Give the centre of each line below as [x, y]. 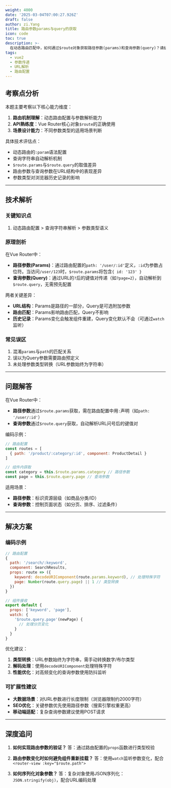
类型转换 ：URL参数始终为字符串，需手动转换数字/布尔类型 [74, 660]
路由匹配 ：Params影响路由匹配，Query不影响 [60, 312]
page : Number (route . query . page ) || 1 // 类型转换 [66, 582]
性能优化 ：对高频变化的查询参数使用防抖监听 [60, 672]
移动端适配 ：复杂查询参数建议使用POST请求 [59, 712]
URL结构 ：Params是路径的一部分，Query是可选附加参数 [72, 306]
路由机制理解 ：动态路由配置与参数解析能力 [57, 117]
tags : [11, 52]
